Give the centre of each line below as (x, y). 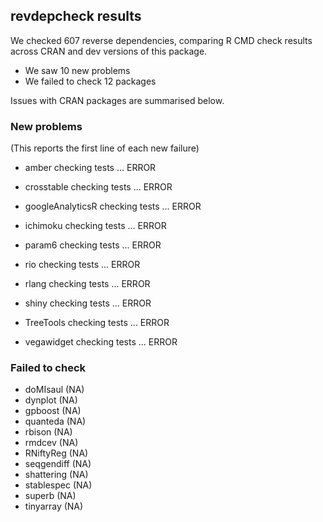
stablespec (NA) (58, 485)
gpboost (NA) (53, 411)
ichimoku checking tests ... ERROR (95, 226)
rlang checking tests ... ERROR (87, 284)
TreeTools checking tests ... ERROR (97, 323)
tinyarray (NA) (54, 506)
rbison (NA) (48, 432)
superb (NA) (50, 496)
